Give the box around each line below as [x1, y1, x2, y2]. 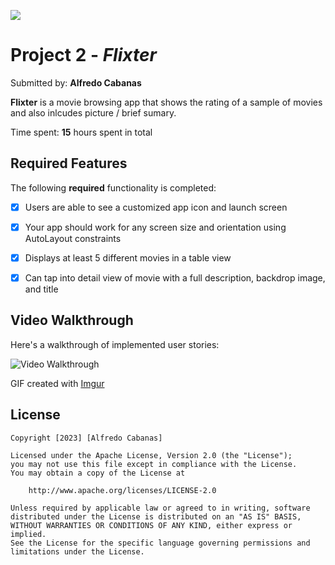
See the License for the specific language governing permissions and [10, 538, 311, 548]
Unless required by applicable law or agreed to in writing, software [10, 503, 311, 513]
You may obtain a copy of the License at [10, 468, 186, 478]
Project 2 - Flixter [10, 44, 157, 67]
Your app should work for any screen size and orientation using [24, 221, 287, 233]
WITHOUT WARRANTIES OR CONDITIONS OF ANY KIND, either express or [10, 520, 293, 530]
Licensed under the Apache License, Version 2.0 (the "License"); [10, 450, 293, 460]
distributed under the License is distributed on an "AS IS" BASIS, [10, 511, 302, 522]
